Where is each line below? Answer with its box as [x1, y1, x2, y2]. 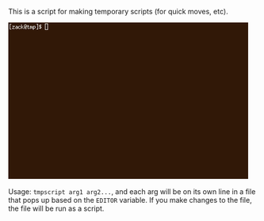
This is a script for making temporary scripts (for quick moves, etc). [8, 7, 228, 16]
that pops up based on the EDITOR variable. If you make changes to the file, [8, 196, 252, 204]
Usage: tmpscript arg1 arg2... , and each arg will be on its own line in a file [8, 187, 256, 196]
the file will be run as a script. [8, 204, 105, 213]
